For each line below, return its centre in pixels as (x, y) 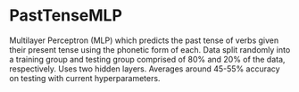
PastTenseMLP (66, 16)
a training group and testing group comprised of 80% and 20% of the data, (147, 59)
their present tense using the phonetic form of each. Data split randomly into (150, 49)
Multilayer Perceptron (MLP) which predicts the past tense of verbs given (144, 40)
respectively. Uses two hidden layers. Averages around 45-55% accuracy (145, 69)
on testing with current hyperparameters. (85, 78)
